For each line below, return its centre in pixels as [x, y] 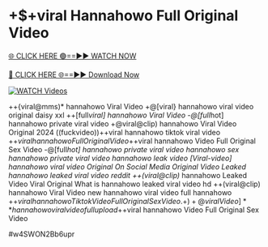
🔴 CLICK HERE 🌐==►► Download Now [74, 75]
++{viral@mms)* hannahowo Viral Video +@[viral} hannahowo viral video [131, 106]
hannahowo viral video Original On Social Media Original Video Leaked [128, 166]
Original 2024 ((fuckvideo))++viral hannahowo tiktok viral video [115, 132]
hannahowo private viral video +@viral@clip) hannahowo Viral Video [123, 123]
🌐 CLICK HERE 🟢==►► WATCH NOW [72, 56]
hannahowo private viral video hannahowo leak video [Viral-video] [120, 158]
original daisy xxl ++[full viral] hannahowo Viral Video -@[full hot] [116, 115]
